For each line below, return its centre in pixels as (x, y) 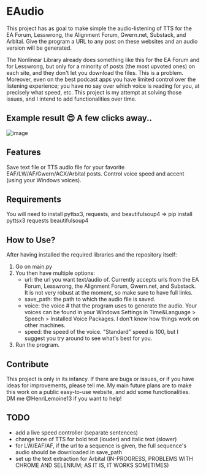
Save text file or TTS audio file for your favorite (66, 167)
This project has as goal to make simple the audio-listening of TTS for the (99, 28)
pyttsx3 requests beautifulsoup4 (48, 221)
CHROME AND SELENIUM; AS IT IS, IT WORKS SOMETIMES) (92, 465)
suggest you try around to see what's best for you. (88, 338)
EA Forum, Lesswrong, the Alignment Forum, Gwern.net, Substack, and (96, 34)
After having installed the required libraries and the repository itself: (92, 255)
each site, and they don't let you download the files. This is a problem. (95, 72)
